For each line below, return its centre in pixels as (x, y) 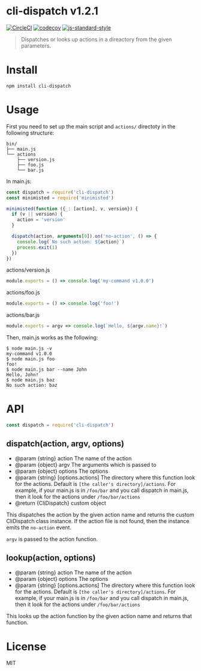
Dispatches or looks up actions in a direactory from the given (96, 39)
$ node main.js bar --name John (46, 370)
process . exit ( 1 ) (37, 247)
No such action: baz (32, 386)
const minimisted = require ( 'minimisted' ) (60, 198)
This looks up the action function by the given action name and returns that (99, 616)
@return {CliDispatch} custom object (60, 503)
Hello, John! (22, 375)
